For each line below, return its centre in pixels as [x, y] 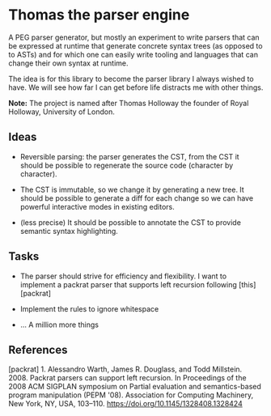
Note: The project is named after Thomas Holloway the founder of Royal [129, 103]
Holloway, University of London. [61, 112]
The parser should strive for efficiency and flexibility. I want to [123, 276]
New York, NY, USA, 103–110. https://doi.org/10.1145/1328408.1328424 [125, 404]
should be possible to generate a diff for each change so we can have [136, 198]
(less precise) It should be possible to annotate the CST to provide [130, 222]
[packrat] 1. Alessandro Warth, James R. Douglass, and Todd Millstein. [125, 369]
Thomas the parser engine [99, 15]
